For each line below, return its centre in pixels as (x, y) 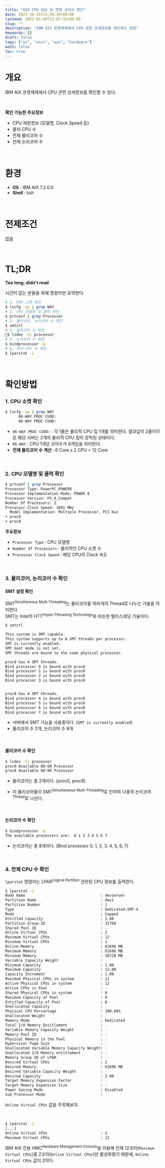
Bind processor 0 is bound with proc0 (45, 667)
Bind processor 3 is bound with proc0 (45, 681)
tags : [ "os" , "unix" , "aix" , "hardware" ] (49, 42)
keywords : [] (19, 33)
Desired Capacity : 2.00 (59, 1076)
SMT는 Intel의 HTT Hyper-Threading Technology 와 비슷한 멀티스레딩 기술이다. (77, 615)
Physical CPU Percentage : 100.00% (63, 1011)
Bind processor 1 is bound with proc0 (45, 671)
